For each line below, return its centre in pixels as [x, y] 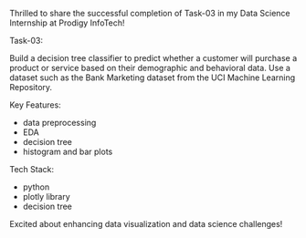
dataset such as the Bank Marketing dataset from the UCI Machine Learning [153, 78]
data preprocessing [59, 123]
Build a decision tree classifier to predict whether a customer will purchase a [153, 58]
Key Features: [35, 105]
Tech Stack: [32, 169]
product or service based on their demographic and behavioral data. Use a [150, 68]
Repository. [31, 87]
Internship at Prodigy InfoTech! [67, 23]
